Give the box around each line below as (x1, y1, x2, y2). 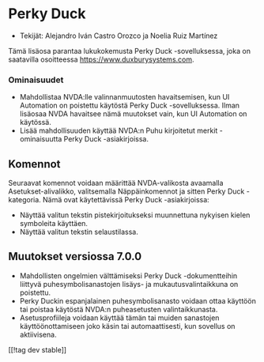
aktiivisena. (19, 330, 57, 339)
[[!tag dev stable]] (8, 345, 67, 354)
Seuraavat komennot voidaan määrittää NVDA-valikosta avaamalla (8, 179, 224, 188)
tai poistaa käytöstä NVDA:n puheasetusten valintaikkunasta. (19, 304, 218, 314)
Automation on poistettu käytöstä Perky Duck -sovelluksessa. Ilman (19, 100, 239, 111)
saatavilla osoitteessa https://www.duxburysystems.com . (8, 55, 195, 64)
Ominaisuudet (8, 74, 64, 85)
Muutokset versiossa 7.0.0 (8, 250, 142, 263)
